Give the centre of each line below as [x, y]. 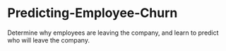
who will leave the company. [49, 40]
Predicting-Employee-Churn [93, 13]
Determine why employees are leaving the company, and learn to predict [113, 33]
